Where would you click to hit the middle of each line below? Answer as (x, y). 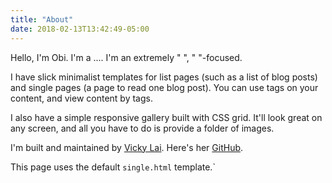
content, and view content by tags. (81, 98)
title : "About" (42, 19)
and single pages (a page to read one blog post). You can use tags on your (164, 87)
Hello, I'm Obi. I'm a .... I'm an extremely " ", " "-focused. (126, 57)
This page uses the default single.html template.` (113, 167)
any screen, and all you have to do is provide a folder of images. (142, 128)
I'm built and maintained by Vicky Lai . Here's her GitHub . (127, 147)
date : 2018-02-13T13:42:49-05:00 (80, 29)
